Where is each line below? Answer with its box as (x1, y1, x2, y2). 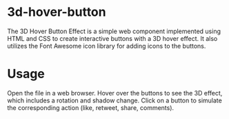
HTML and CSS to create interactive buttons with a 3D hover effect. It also (7, 34, 218, 42)
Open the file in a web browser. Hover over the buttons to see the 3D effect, (7, 89, 223, 97)
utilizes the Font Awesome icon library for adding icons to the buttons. (7, 42, 206, 50)
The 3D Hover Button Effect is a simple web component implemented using (7, 27, 221, 35)
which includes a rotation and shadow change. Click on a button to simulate (7, 96, 222, 104)
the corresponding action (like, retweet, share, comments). (7, 103, 175, 111)
